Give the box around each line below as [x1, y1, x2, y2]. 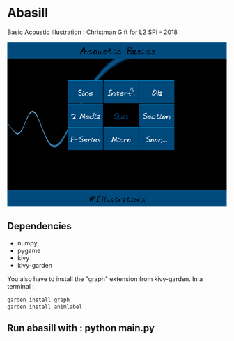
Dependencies [7, 220, 72, 232]
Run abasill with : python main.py [7, 322, 155, 334]
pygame [17, 246, 41, 255]
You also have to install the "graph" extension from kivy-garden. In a [7, 274, 203, 283]
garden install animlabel [7, 303, 82, 310]
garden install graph [7, 296, 70, 303]
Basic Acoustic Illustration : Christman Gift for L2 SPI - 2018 [7, 28, 178, 36]
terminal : [7, 282, 35, 290]
